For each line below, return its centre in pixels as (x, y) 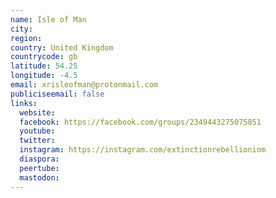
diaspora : (39, 159)
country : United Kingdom (62, 47)
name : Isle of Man (48, 19)
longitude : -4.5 (44, 76)
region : (26, 38)
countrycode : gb (44, 57)
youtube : (37, 131)
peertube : (39, 168)
